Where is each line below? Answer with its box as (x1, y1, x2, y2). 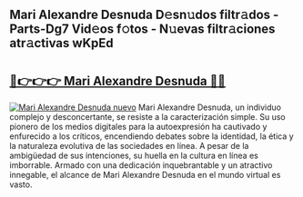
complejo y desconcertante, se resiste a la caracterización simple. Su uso (9, 112, 287, 122)
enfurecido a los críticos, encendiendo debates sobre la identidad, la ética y (9, 131, 294, 142)
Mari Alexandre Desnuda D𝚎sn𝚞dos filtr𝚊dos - (9, 7, 279, 23)
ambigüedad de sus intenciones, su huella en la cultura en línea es (9, 150, 259, 161)
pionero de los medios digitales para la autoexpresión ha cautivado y (9, 122, 268, 132)
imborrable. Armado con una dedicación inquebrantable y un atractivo (9, 160, 273, 171)
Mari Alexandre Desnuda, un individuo (137, 102, 282, 113)
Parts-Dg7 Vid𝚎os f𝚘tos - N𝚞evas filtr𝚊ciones (9, 22, 276, 37)
